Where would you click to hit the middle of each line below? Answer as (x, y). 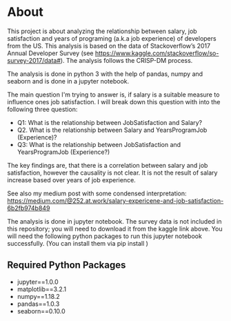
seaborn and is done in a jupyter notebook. (68, 81)
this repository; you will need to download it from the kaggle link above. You (115, 228)
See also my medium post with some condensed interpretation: (97, 193)
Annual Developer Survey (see (51, 53)
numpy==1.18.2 (38, 296)
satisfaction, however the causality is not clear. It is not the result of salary (112, 173)
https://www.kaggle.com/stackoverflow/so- (157, 53)
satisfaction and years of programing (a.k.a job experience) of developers (112, 38)
